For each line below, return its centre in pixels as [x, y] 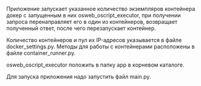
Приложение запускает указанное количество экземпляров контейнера [101, 9]
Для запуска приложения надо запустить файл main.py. [79, 77]
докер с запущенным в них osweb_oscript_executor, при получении [93, 15]
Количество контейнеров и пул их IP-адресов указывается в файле [94, 40]
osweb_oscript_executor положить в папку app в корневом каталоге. [95, 65]
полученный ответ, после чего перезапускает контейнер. [81, 28]
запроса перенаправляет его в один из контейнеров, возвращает [92, 22]
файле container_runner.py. [41, 53]
